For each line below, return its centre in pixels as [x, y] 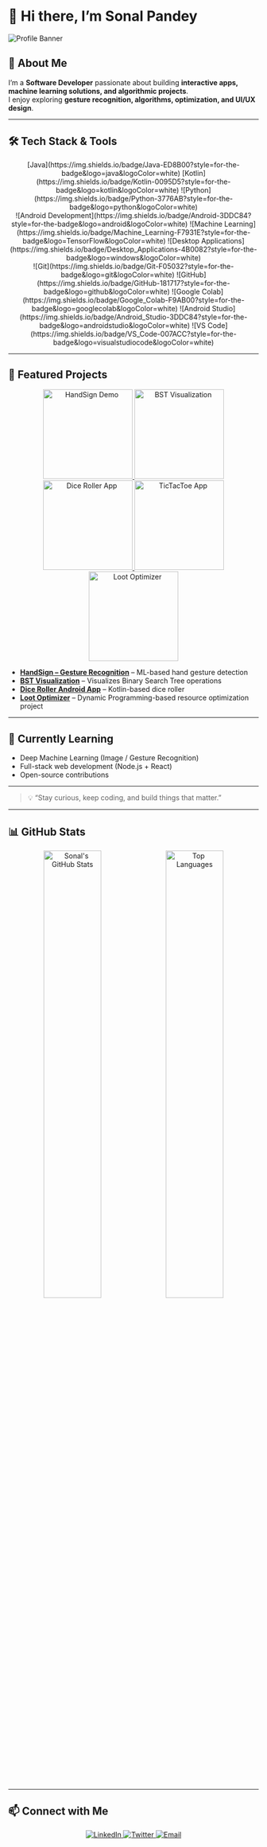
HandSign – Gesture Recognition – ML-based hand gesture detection [134, 673]
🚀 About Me [38, 63]
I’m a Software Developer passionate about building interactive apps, [123, 82]
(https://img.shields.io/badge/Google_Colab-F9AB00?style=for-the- [133, 300]
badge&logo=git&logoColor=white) [118, 275]
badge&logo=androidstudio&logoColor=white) [115, 325]
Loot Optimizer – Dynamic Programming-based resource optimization [134, 698]
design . [21, 107]
